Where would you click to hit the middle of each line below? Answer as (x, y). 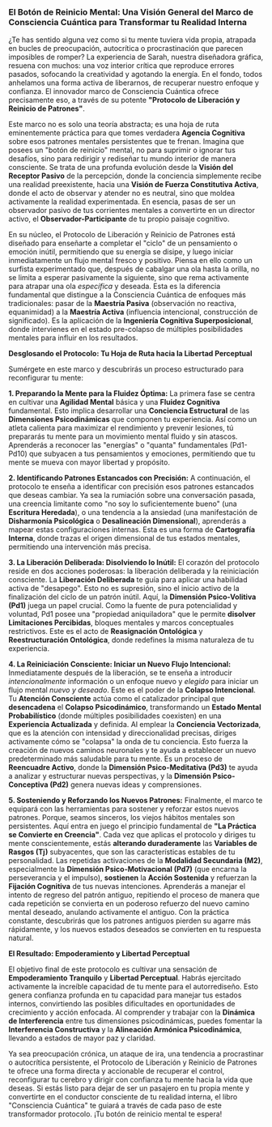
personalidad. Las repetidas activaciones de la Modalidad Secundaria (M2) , (136, 861)
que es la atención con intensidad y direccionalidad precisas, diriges (123, 733)
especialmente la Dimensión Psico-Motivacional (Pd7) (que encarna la (127, 870)
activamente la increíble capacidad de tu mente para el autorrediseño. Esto (134, 987)
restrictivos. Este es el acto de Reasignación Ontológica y (106, 632)
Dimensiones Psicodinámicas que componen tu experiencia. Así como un (133, 419)
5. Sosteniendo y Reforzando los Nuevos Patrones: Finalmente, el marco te (136, 801)
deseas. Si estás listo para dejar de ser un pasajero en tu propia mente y (129, 1088)
